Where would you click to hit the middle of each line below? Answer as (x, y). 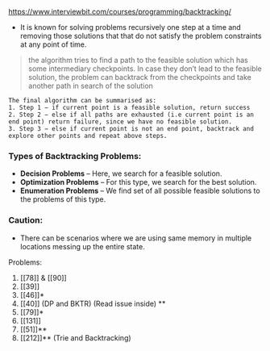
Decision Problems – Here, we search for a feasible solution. (121, 173)
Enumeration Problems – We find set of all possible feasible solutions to (140, 191)
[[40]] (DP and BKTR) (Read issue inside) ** (93, 303)
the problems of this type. (63, 199)
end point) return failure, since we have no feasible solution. (120, 122)
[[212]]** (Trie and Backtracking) (75, 337)
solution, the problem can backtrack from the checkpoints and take (139, 77)
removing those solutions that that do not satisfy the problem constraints (141, 36)
